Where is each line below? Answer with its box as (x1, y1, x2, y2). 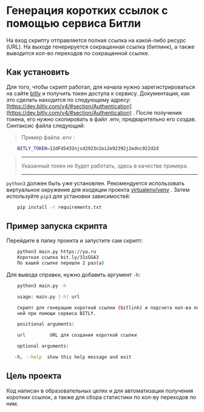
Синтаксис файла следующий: (6, 122, 85, 129)
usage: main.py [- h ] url (17, 294, 80, 300)
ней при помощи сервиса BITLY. (17, 310, 97, 316)
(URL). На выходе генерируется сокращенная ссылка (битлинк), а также (6, 43, 195, 50)
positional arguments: (17, 321, 75, 328)
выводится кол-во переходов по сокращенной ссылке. (6, 49, 150, 56)
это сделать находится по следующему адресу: (6, 96, 131, 103)
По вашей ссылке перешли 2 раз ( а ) (17, 260, 104, 266)
